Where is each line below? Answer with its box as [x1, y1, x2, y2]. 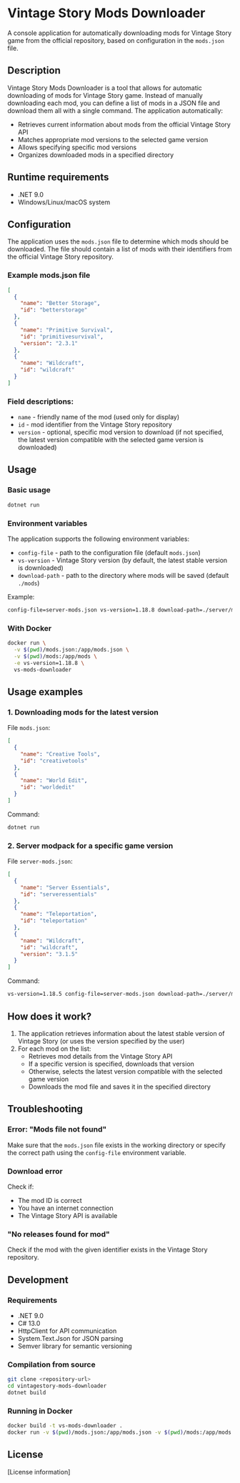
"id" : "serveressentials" [20, 891, 98, 898]
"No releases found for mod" [7, 1229, 110, 1239]
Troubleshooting [7, 1103, 84, 1115]
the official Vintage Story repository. [7, 252, 114, 261]
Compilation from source [7, 1359, 96, 1369]
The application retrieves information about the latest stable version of [17, 1029, 225, 1037]
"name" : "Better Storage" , [20, 300, 101, 307]
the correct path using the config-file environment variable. [7, 1148, 187, 1157]
